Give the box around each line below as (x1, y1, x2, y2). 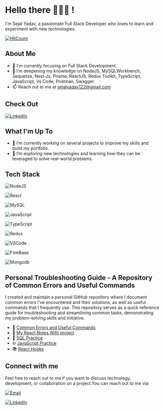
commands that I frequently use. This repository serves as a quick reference (5, 304, 160, 310)
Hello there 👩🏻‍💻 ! (5, 4, 75, 16)
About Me (5, 50, 36, 58)
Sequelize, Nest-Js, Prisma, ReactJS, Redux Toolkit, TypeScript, (12, 73, 141, 79)
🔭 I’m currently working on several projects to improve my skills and (12, 140, 149, 146)
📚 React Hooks (12, 346, 44, 352)
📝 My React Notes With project (12, 330, 74, 335)
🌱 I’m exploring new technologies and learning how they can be (12, 151, 141, 157)
